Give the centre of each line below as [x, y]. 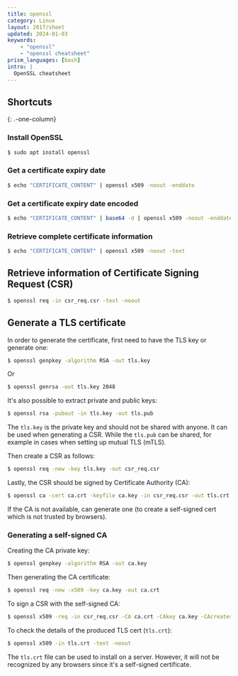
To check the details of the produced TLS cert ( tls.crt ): [90, 630]
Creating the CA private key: [49, 550]
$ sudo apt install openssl [49, 152]
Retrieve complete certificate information [80, 236]
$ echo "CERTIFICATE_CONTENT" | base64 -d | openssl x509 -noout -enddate [120, 218]
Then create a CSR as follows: [51, 456]
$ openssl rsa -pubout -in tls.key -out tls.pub [80, 414]
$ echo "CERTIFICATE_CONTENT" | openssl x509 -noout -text [96, 251]
